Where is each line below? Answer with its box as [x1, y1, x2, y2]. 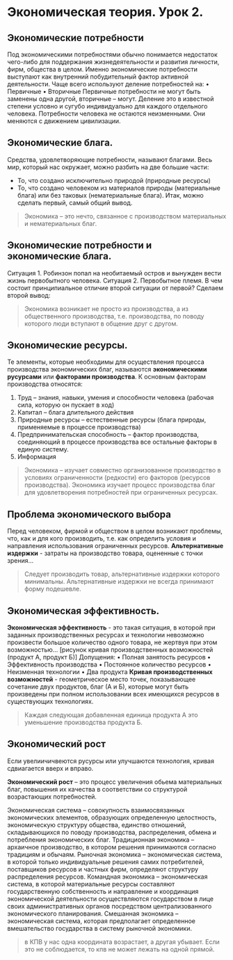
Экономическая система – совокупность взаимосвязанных [7, 806, 185, 814]
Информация [17, 453, 57, 461]
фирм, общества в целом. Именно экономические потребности [7, 65, 198, 73]
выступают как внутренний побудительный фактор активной [7, 72, 189, 81]
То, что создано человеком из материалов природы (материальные [17, 184, 220, 192]
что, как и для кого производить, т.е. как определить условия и [7, 534, 196, 543]
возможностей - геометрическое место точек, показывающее [7, 675, 196, 684]
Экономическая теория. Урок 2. [7, 4, 204, 20]
